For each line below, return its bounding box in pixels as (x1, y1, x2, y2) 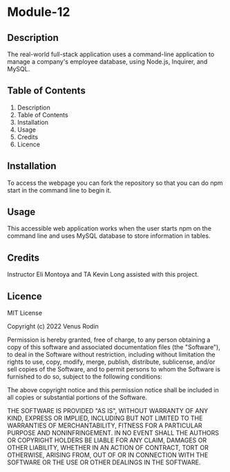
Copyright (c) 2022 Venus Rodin (7, 322, 99, 331)
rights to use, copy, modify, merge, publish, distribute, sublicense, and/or (7, 358, 215, 366)
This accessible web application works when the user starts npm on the (7, 225, 212, 233)
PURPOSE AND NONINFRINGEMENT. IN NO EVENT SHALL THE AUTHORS (7, 429, 220, 437)
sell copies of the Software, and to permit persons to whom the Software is (7, 365, 221, 374)
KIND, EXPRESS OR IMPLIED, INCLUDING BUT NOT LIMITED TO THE (7, 414, 203, 423)
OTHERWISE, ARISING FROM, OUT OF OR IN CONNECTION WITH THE (7, 451, 209, 460)
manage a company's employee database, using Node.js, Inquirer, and (7, 58, 208, 66)
